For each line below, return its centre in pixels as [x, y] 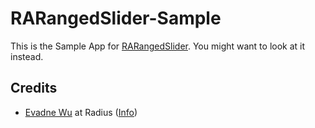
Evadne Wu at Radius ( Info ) [81, 112]
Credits [34, 88]
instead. [27, 56]
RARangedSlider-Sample [116, 18]
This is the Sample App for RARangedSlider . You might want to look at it [158, 46]
